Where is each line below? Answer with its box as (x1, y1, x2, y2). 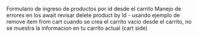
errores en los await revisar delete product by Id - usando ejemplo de (6, 12, 180, 19)
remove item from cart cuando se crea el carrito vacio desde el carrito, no (6, 18, 192, 25)
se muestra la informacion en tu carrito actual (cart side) (6, 24, 148, 32)
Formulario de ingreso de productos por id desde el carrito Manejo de (6, 5, 182, 12)
